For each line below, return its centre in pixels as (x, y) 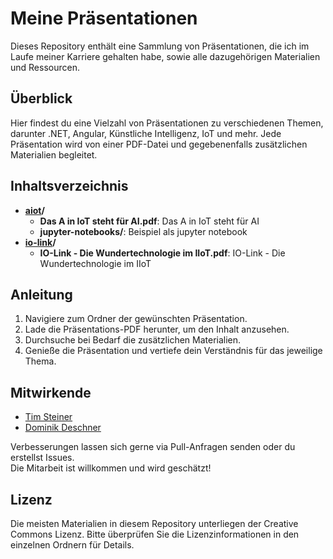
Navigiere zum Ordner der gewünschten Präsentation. (136, 319)
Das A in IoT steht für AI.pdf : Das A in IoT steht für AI (149, 221)
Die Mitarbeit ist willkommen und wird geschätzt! (111, 468)
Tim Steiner (48, 417)
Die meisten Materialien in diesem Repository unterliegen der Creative (154, 523)
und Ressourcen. (45, 67)
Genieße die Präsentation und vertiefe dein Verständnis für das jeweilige (173, 351)
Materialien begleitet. (54, 154)
